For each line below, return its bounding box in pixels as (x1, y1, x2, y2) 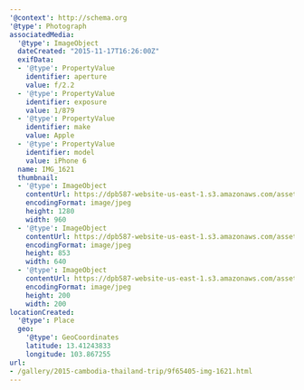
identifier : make (25, 123, 91, 132)
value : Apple (25, 131, 75, 140)
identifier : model (25, 147, 95, 157)
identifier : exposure (25, 97, 107, 107)
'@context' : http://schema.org (9, 13, 128, 23)
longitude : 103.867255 (25, 349, 111, 358)
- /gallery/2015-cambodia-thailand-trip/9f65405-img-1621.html (9, 366, 253, 376)
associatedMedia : (9, 30, 75, 39)
